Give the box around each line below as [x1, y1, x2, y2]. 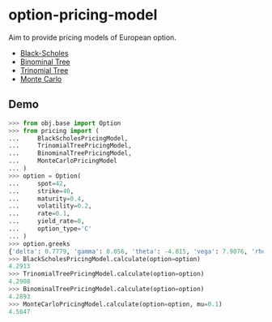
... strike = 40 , [8, 187, 74, 195]
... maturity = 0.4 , [8, 195, 85, 203]
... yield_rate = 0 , [8, 217, 85, 225]
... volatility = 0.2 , [8, 202, 92, 210]
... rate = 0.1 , [8, 209, 70, 218]
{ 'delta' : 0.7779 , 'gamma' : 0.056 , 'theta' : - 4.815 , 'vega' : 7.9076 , [8, 247, 249, 255]
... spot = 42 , [8, 179, 67, 187]
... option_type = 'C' [8, 225, 92, 233]
